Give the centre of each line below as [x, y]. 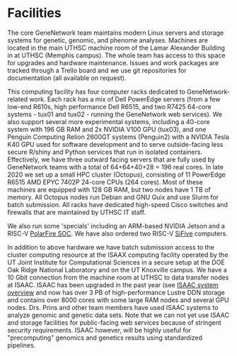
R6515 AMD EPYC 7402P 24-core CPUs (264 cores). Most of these [105, 182]
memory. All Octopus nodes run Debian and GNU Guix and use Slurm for [113, 197]
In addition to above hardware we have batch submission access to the [111, 247]
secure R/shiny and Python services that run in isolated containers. [105, 152]
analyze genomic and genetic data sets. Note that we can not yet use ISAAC [118, 315]
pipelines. [22, 345]
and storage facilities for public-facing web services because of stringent [114, 322]
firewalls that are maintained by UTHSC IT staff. [77, 212]
